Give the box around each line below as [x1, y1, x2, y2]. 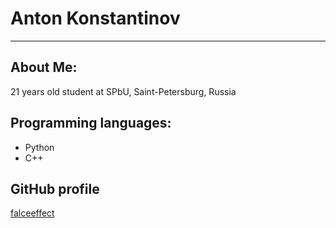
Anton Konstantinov [10, 7, 181, 30]
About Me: [10, 59, 78, 76]
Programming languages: [10, 115, 172, 132]
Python [24, 141, 55, 153]
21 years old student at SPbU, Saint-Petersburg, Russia [10, 85, 237, 97]
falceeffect [10, 207, 55, 219]
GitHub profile [10, 180, 100, 197]
